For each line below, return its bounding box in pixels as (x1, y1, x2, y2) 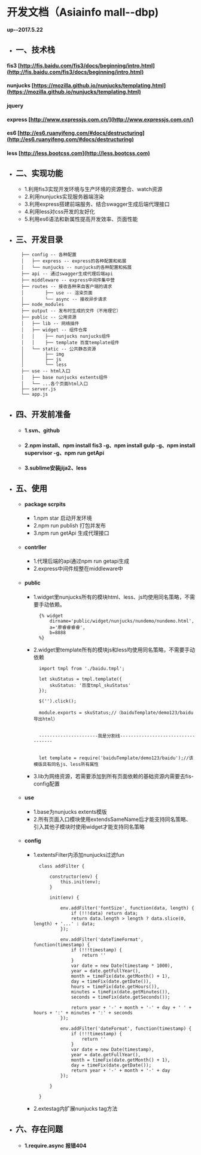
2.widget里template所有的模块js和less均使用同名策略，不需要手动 (33, 646, 196, 653)
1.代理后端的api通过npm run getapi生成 (33, 557, 129, 565)
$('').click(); (38, 698, 77, 704)
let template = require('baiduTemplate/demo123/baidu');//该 (38, 755, 194, 761)
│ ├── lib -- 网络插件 (21, 321, 80, 327)
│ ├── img (21, 351, 65, 357)
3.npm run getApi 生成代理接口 (33, 529, 109, 536)
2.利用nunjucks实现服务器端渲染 (24, 193, 104, 200)
